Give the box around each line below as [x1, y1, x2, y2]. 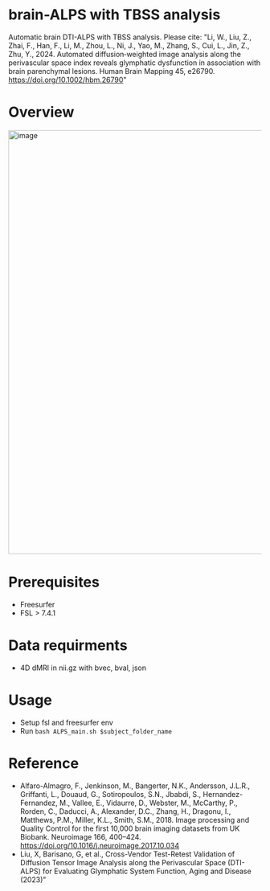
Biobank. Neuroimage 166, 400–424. [19, 832, 142, 841]
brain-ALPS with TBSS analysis [8, 6, 221, 24]
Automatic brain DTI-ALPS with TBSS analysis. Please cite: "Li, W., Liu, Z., [8, 32, 252, 42]
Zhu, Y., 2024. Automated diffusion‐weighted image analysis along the [8, 49, 241, 59]
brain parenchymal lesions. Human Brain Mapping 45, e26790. [8, 66, 215, 76]
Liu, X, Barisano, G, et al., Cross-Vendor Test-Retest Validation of [19, 849, 235, 859]
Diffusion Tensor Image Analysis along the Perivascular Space [19, 857, 227, 867]
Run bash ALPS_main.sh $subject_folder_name [19, 725, 173, 736]
